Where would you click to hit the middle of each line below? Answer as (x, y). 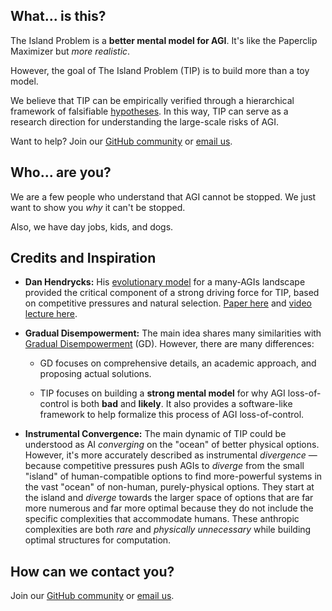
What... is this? (58, 16)
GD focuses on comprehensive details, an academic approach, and (178, 363)
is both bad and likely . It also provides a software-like (182, 404)
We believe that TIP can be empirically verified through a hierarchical (152, 100)
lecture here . (51, 314)
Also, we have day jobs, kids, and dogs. (92, 226)
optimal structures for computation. (98, 540)
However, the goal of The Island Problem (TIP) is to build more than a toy (160, 70)
